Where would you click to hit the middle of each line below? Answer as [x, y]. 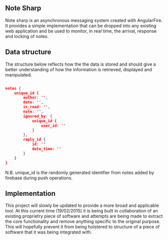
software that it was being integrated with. [49, 232]
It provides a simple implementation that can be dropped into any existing [81, 26]
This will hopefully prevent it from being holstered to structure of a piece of [82, 227]
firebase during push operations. [39, 178]
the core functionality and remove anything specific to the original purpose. [83, 221]
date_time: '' [46, 149]
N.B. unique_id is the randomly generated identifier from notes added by [79, 172]
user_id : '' [53, 126]
